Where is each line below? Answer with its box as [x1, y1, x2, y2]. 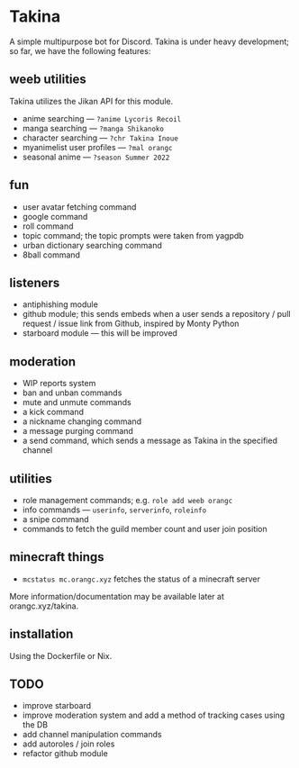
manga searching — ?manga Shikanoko [22, 122, 165, 133]
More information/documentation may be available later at [9, 591, 225, 601]
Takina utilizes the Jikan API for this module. [9, 95, 174, 106]
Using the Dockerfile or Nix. [9, 650, 113, 661]
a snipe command [22, 514, 89, 524]
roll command [22, 221, 74, 231]
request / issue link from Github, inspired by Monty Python [22, 318, 240, 330]
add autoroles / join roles [22, 738, 115, 749]
